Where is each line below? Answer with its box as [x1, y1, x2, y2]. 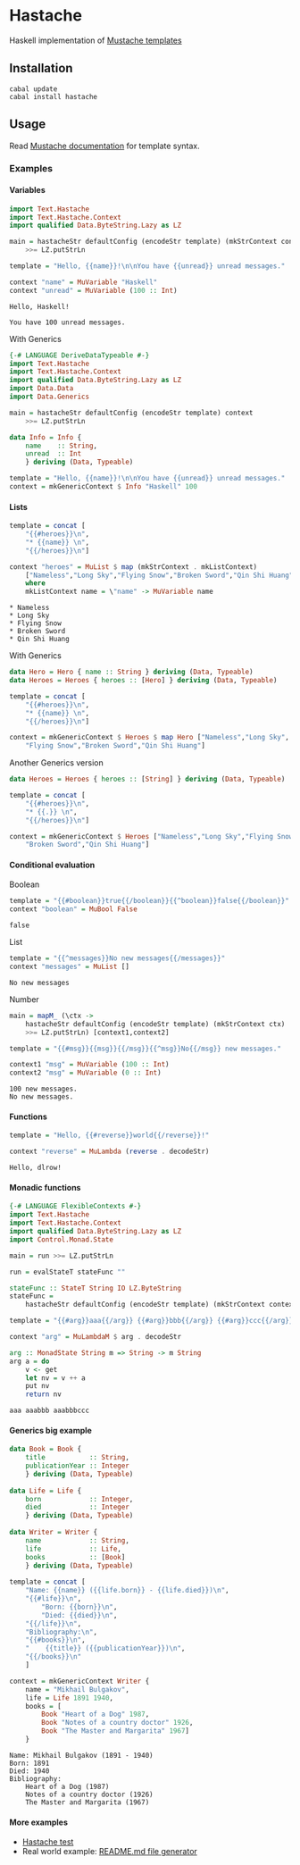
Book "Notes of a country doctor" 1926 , [41, 1719, 194, 1727]
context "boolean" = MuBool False [9, 905, 138, 914]
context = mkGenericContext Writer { [9, 1677, 150, 1685]
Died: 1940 [9, 1766, 50, 1776]
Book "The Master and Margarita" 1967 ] [41, 1727, 190, 1735]
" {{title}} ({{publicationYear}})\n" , [25, 1644, 186, 1653]
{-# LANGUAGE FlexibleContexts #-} [9, 1202, 142, 1211]
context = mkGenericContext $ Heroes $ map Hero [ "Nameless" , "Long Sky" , [9, 733, 290, 742]
